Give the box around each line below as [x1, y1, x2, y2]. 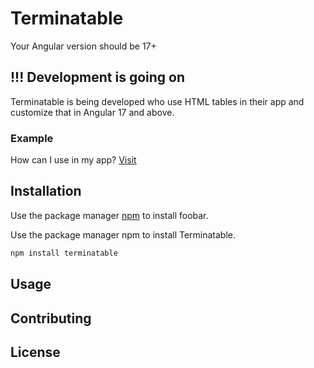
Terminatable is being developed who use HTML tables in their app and [10, 95, 305, 107]
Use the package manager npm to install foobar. [10, 209, 209, 221]
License [10, 343, 61, 361]
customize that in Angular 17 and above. [10, 106, 175, 118]
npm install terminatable [10, 248, 118, 258]
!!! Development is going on [10, 69, 186, 86]
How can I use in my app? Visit [10, 154, 137, 166]
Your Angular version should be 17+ [10, 40, 157, 52]
